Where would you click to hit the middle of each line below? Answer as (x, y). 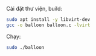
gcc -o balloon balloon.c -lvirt (48, 25)
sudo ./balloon (25, 47)
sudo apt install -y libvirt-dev (48, 20)
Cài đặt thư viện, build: (34, 9)
